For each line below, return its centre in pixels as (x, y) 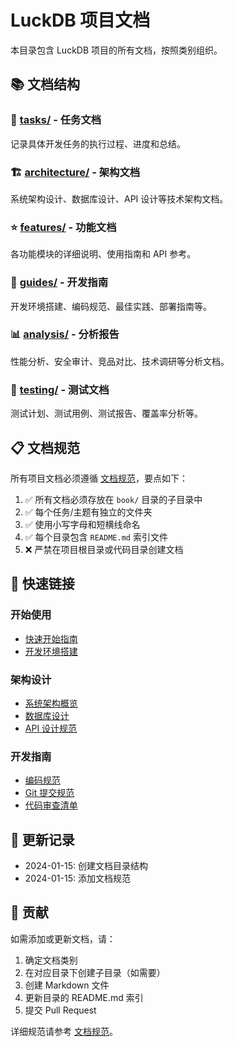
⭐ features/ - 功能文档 (63, 227)
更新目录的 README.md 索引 (84, 997)
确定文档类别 (51, 960)
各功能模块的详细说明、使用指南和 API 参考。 (103, 254)
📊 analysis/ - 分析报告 (65, 334)
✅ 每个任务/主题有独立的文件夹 (88, 512)
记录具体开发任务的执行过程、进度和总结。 (98, 143)
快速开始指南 (51, 638)
